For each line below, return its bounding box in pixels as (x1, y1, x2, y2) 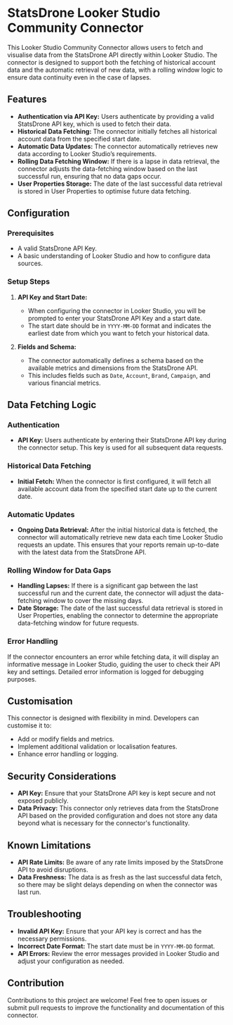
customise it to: (7, 721, 52, 730)
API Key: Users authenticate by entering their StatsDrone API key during (17, 436, 227, 445)
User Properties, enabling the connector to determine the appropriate (17, 611, 219, 620)
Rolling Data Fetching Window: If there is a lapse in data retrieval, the (17, 157, 220, 165)
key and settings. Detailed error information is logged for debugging (7, 667, 204, 676)
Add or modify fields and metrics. (17, 735, 114, 744)
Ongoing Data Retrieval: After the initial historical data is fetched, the (17, 526, 218, 534)
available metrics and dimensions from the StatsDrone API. (27, 364, 199, 372)
